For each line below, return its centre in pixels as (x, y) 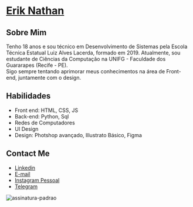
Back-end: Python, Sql (42, 116)
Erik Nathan (35, 11)
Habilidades (28, 96)
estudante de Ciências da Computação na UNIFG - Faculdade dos (86, 59)
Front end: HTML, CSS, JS (46, 110)
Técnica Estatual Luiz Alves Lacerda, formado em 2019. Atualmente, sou (93, 53)
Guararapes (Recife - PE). (37, 65)
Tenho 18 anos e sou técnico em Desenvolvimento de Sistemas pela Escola (97, 46)
